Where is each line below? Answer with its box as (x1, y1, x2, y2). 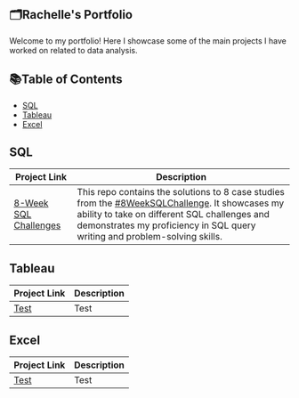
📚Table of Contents (9, 72, 123, 87)
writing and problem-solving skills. (77, 231, 222, 243)
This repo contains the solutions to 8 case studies (77, 186, 285, 199)
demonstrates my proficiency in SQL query (77, 219, 256, 231)
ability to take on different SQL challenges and (77, 208, 270, 221)
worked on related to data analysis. (9, 45, 138, 55)
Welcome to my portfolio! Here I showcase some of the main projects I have (9, 35, 287, 46)
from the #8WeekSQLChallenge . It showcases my (77, 197, 285, 209)
